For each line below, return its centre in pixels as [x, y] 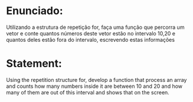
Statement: [34, 64]
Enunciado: [35, 11]
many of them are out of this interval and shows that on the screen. [88, 92]
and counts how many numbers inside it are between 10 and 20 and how [94, 86]
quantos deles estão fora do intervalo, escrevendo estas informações [91, 40]
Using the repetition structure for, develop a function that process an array [97, 80]
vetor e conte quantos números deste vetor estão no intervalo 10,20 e [91, 33]
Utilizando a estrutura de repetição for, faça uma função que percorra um [95, 27]
